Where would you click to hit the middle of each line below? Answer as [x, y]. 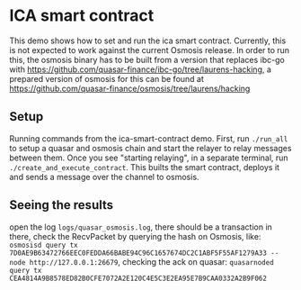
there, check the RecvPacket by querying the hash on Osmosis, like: [135, 236]
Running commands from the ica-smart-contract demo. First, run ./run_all [149, 138]
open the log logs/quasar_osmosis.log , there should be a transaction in [141, 227]
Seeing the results [62, 205]
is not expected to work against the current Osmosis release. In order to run [150, 50]
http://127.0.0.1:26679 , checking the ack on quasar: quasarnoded [151, 261]
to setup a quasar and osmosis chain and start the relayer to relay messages [150, 148]
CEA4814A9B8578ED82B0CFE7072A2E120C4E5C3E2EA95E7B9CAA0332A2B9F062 [138, 278]
